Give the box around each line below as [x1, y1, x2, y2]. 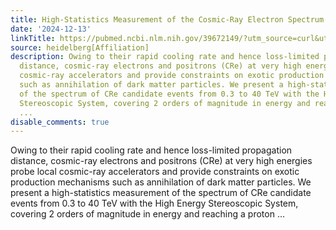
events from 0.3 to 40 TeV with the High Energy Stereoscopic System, [10, 197, 299, 210]
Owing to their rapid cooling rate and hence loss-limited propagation [10, 144, 293, 156]
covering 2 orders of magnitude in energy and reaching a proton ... [10, 208, 286, 220]
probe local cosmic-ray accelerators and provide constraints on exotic [10, 166, 300, 178]
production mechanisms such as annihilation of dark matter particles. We [10, 176, 312, 188]
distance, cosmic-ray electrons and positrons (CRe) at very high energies [10, 155, 313, 167]
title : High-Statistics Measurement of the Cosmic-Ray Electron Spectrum [10, 14, 325, 25]
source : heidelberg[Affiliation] [10, 42, 150, 53]
